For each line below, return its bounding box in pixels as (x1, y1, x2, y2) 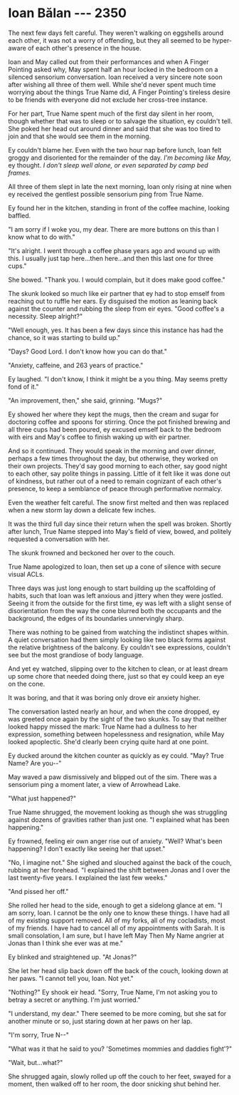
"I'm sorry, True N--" (8, 1030, 70, 1039)
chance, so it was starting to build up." (8, 333, 121, 341)
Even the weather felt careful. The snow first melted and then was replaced (8, 498, 229, 507)
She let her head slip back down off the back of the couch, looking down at (8, 966, 228, 975)
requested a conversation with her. (8, 535, 110, 543)
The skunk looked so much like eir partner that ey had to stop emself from (8, 289, 225, 297)
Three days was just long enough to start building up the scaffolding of (8, 583, 216, 592)
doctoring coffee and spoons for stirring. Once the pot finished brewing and (8, 417, 230, 426)
